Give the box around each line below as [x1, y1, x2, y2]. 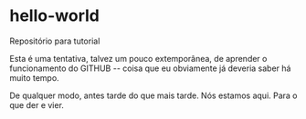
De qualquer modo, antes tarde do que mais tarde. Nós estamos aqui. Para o [9, 90, 299, 101]
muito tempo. [9, 72, 59, 83]
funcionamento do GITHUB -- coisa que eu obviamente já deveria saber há [9, 63, 291, 74]
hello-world [9, 5, 100, 26]
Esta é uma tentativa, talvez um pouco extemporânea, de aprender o [9, 53, 268, 64]
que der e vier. [9, 99, 64, 110]
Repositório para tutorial [9, 35, 100, 46]
